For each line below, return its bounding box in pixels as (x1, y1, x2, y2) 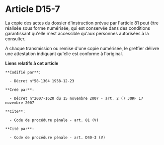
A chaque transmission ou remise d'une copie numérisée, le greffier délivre (5, 45, 160, 51)
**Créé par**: (5, 87, 35, 92)
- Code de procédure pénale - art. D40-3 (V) (9, 135, 106, 140)
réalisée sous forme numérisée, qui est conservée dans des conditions (5, 25, 151, 31)
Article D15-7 (5, 3, 61, 15)
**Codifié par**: (5, 70, 41, 75)
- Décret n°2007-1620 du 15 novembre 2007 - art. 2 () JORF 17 (9, 96, 143, 101)
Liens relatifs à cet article (5, 60, 59, 66)
